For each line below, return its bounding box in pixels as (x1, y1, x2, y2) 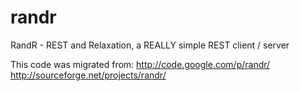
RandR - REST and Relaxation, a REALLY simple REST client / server (10, 39, 290, 51)
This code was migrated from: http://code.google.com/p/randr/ (10, 58, 271, 70)
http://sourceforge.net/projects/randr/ (10, 69, 167, 81)
